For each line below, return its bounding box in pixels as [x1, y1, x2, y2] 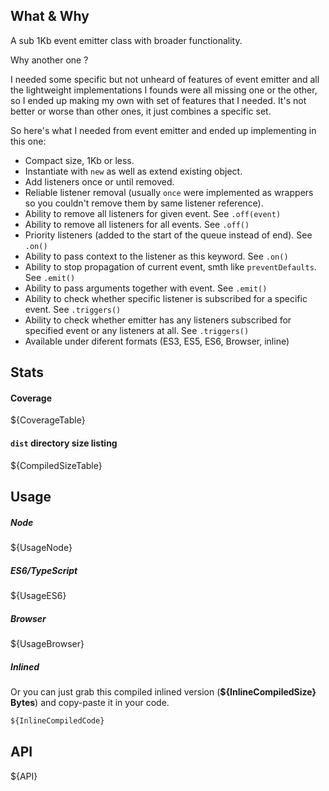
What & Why [10, 8, 90, 25]
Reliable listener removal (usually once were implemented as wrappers [24, 186, 314, 198]
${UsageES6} [10, 589, 67, 601]
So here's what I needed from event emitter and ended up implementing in [10, 124, 317, 136]
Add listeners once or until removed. [24, 175, 175, 188]
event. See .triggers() [24, 303, 122, 315]
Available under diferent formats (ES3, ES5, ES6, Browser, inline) [24, 335, 290, 347]
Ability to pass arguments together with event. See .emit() [24, 282, 268, 294]
